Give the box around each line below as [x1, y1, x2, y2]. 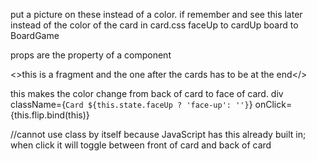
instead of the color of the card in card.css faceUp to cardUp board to [10, 19, 299, 31]
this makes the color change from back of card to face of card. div [10, 88, 284, 99]
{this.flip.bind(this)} [10, 109, 90, 121]
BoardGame [10, 30, 60, 41]
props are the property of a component [10, 49, 172, 61]
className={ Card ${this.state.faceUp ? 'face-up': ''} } [10, 99, 253, 110]
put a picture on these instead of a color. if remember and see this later [10, 9, 303, 20]
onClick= [254, 99, 293, 110]
